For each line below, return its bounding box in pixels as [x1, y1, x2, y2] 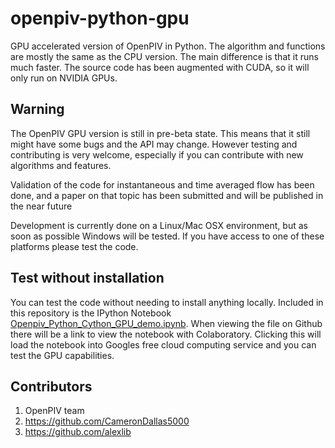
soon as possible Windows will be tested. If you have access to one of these [10, 230, 325, 242]
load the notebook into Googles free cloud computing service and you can [10, 338, 317, 351]
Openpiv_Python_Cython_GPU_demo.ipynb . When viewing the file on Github [10, 317, 323, 329]
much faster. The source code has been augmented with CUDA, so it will [10, 61, 310, 73]
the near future [10, 200, 73, 212]
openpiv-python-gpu [10, 7, 190, 30]
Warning [10, 101, 65, 118]
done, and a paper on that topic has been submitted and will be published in [10, 189, 324, 201]
